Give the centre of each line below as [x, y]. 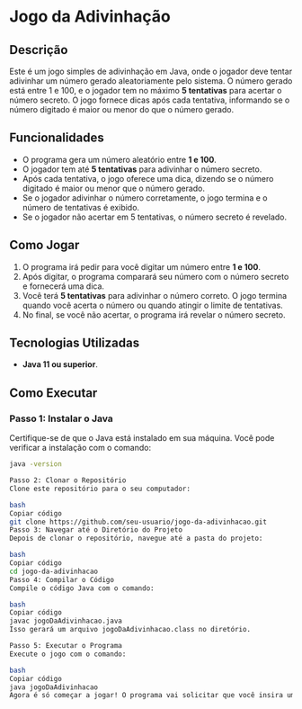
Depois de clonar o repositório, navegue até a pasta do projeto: [136, 538]
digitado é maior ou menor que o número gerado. [113, 188]
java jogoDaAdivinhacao [54, 687]
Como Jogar [44, 245]
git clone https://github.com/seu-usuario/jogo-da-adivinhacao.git [138, 522]
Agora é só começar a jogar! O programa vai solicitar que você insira [146, 696]
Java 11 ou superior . [60, 364]
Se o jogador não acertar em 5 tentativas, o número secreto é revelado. [155, 217]
